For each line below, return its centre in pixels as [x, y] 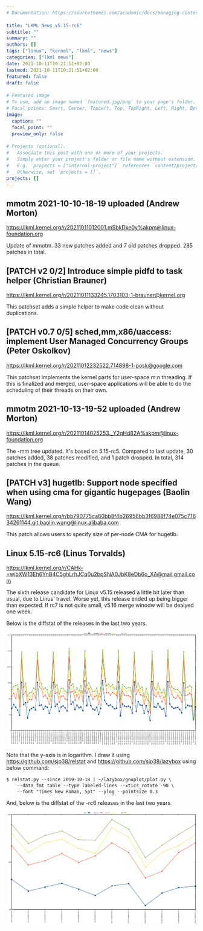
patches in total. [26, 252]
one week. [19, 612]
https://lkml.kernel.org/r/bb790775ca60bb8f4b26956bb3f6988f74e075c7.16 [101, 516]
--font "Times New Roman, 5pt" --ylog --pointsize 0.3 [88, 792]
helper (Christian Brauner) [57, 280]
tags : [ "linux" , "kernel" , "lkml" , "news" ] [62, 51]
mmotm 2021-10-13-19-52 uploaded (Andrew [94, 409]
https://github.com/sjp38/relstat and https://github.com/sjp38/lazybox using [101, 761]
